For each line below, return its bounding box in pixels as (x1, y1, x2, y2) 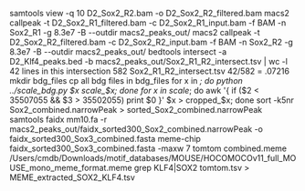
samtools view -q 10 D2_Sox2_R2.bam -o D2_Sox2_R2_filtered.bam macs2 (9, 8, 290, 18)
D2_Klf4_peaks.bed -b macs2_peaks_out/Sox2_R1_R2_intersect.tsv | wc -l (9, 56, 288, 66)
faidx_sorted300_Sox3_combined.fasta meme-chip (9, 134, 201, 144)
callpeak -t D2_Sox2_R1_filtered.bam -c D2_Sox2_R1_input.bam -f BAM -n (9, 17, 287, 28)
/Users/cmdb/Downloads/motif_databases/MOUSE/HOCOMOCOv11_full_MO (9, 153, 297, 163)
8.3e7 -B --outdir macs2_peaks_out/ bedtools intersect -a (9, 46, 227, 57)
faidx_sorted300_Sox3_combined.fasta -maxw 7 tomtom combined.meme (9, 143, 288, 154)
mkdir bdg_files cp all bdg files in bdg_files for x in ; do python (9, 75, 244, 85)
